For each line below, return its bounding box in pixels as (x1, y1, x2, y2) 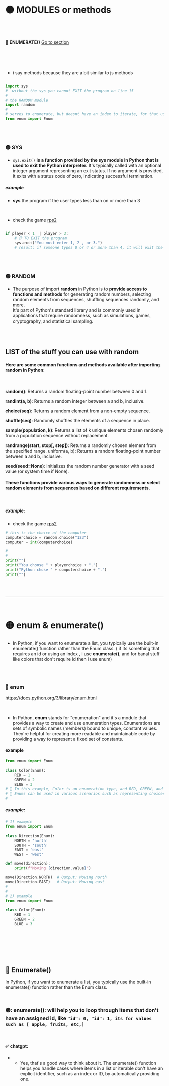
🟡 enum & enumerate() (5, 619, 104, 631)
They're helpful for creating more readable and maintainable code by (12, 730, 155, 736)
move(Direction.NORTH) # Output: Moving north (5, 875, 107, 880)
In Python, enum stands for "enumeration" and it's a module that (12, 714, 147, 721)
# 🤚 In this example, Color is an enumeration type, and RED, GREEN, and (5, 787, 163, 792)
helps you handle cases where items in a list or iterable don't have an (20, 1065, 163, 1071)
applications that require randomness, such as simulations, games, (12, 313, 151, 318)
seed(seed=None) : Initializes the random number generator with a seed (5, 463, 155, 469)
